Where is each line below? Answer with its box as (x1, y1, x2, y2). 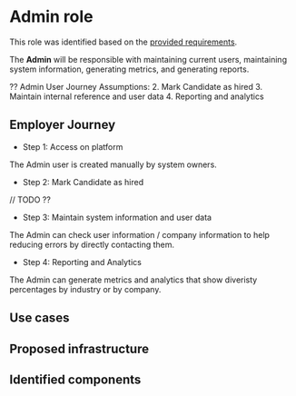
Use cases (9, 311, 70, 326)
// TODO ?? (9, 193, 52, 205)
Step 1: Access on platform (22, 141, 123, 152)
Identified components (9, 371, 142, 387)
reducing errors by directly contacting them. (9, 239, 175, 250)
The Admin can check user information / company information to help (9, 229, 271, 240)
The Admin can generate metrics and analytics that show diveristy (9, 274, 258, 285)
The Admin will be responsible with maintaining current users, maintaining (9, 54, 288, 64)
